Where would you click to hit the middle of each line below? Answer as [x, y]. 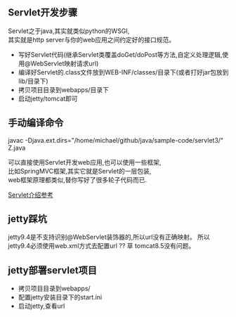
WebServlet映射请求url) [65, 63]
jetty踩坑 [28, 219]
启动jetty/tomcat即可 [48, 98]
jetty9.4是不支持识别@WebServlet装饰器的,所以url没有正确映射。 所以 [109, 237]
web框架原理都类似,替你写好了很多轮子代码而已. [78, 180]
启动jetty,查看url [41, 306]
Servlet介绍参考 [31, 195]
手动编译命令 [36, 123]
